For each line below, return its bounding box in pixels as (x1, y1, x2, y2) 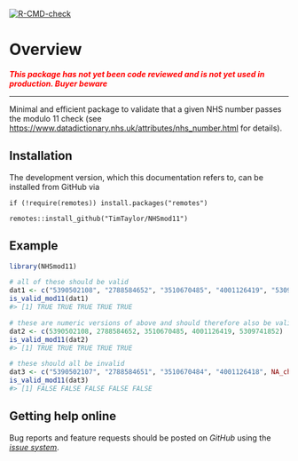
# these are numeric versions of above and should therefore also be (9, 318, 272, 328)
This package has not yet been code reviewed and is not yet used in (9, 68, 265, 79)
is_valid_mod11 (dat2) (9, 335, 90, 344)
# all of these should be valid (9, 278, 129, 287)
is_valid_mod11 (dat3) (9, 376, 90, 385)
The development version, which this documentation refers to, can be (9, 171, 264, 182)
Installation (9, 148, 73, 163)
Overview (9, 40, 82, 60)
